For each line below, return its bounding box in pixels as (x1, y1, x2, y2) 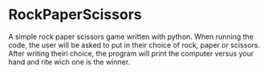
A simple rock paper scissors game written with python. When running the (8, 32, 254, 41)
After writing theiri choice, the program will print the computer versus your (8, 48, 254, 58)
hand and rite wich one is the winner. (8, 57, 131, 67)
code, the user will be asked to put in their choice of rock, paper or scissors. (8, 40, 261, 49)
